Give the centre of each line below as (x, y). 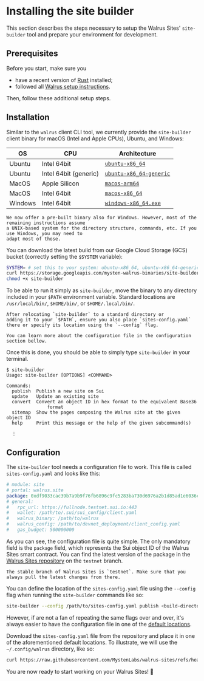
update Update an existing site (55, 397)
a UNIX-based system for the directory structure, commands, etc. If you (102, 228)
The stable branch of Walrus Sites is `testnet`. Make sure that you (96, 572)
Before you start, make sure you (46, 68)
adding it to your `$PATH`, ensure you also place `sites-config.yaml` (99, 320)
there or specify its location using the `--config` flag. (83, 325)
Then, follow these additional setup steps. (59, 98)
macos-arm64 (122, 183)
